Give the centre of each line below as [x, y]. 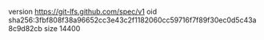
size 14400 [62, 28]
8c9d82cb [25, 28]
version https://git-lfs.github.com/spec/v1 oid [83, 12]
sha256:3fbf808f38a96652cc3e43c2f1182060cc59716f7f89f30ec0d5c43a [132, 20]
